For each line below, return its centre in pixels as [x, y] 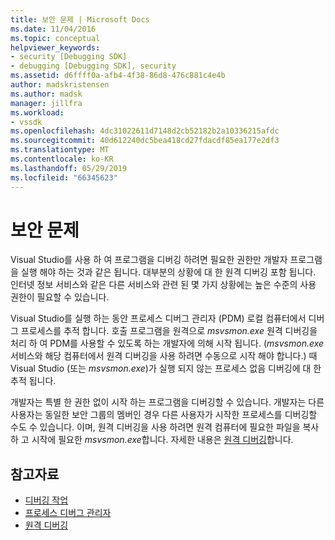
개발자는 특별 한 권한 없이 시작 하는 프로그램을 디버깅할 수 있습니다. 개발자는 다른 [167, 402]
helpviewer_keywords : [55, 47]
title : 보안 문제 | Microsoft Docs [80, 19]
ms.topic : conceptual [55, 38]
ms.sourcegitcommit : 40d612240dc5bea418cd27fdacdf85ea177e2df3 [145, 141]
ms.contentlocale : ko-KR [62, 159]
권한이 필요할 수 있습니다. [60, 297]
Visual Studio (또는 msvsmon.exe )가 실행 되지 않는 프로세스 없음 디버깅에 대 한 [166, 368]
